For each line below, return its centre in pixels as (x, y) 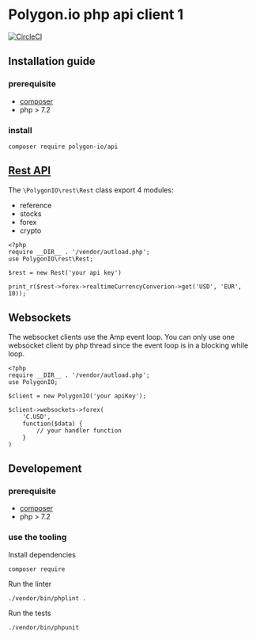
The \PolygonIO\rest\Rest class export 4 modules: (91, 190)
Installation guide (52, 61)
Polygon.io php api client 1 (96, 15)
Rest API (30, 171)
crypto (30, 230)
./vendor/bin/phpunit (44, 628)
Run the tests (30, 613)
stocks (30, 213)
